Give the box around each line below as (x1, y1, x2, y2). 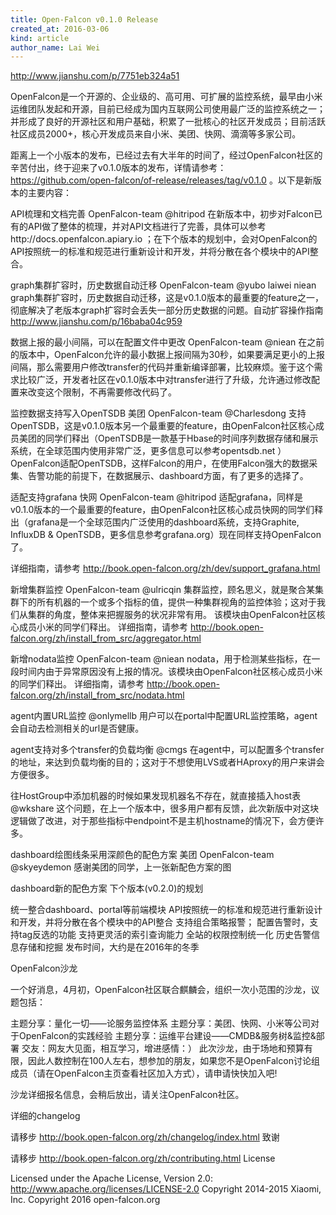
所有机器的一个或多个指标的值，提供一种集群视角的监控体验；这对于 (36, 596, 317, 608)
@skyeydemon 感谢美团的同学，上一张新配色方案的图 (10, 861, 232, 873)
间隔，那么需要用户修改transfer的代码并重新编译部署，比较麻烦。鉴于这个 (10, 361, 315, 373)
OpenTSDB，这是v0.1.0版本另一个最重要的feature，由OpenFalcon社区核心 (10, 420, 316, 432)
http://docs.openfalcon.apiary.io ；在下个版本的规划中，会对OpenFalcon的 (10, 233, 318, 245)
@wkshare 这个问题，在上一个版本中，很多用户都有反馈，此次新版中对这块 (10, 802, 320, 815)
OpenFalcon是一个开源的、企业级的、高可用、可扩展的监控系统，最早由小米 (10, 91, 323, 103)
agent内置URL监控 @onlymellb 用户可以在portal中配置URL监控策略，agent (10, 710, 318, 722)
